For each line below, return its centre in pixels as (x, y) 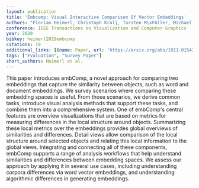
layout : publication (32, 12)
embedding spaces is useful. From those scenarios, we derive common (93, 97)
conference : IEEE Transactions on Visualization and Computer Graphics (96, 28)
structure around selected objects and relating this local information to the (97, 141)
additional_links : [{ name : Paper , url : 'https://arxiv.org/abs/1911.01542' (102, 50)
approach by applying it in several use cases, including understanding (92, 166)
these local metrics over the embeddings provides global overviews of (92, 128)
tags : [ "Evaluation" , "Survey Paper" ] (54, 56)
